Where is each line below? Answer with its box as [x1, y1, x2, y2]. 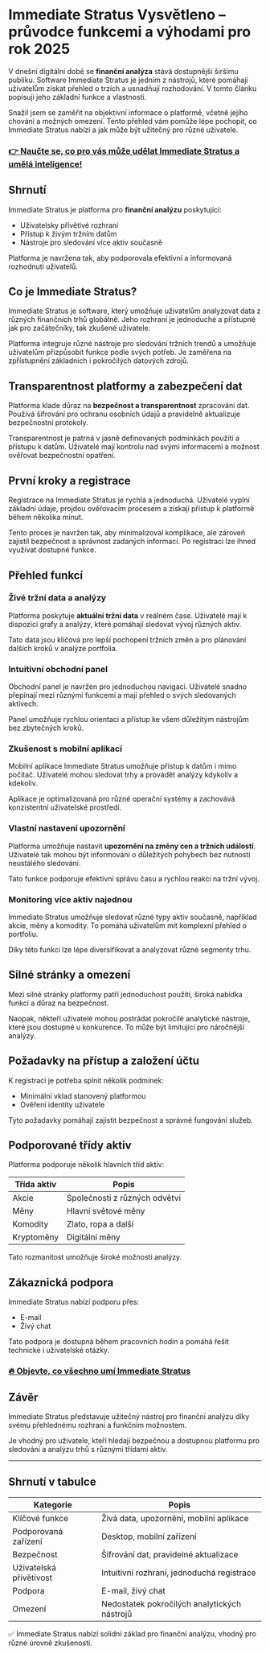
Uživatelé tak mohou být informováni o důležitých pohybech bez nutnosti [8, 849, 251, 859]
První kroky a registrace [8, 473, 131, 488]
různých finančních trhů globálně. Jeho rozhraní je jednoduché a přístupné [8, 315, 256, 324]
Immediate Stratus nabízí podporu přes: [8, 1297, 140, 1307]
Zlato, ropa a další [67, 1219, 134, 1230]
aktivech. [8, 699, 39, 709]
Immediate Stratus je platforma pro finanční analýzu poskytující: [8, 204, 223, 214]
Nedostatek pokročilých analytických [101, 1598, 242, 1609]
